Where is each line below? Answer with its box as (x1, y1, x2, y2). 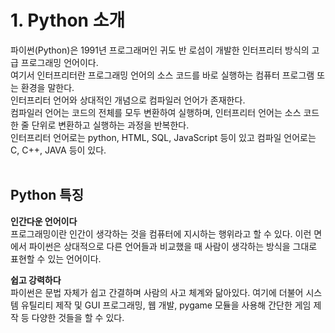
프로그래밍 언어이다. (20, 56, 99, 68)
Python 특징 (10, 187, 84, 204)
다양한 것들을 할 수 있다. (31, 311, 125, 323)
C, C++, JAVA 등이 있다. (10, 144, 107, 156)
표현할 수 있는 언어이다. (10, 252, 102, 265)
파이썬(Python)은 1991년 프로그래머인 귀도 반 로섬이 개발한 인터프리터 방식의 (10, 44, 310, 56)
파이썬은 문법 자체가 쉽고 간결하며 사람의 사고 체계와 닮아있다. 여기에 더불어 (10, 286, 304, 298)
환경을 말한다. (20, 81, 75, 93)
